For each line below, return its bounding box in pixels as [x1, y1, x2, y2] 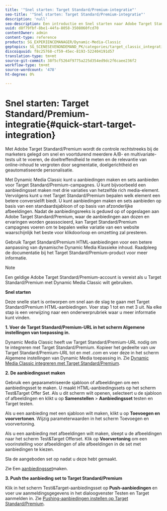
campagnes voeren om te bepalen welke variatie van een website [5, 224, 140, 230]
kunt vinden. [5, 314, 31, 321]
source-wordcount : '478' [5, 68, 57, 73]
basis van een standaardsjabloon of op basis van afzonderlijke [5, 203, 133, 209]
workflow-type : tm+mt [5, 63, 50, 68]
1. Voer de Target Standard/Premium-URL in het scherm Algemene [5, 324, 145, 330]
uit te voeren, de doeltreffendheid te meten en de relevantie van [16, 156, 147, 162]
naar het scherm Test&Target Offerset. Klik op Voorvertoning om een [5, 435, 148, 441]
